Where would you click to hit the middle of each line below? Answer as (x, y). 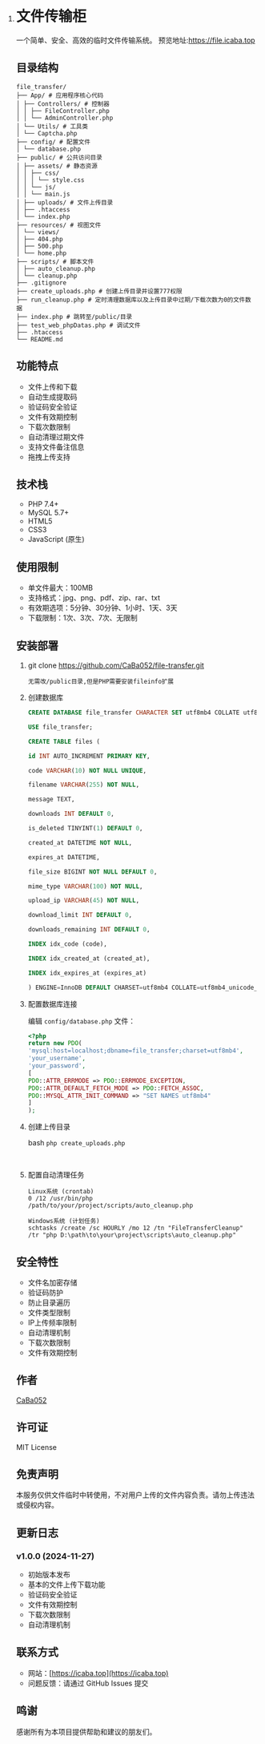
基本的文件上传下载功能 (66, 1585)
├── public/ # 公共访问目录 (59, 157)
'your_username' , (57, 1059)
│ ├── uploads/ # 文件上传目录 (64, 202)
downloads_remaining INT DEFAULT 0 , (89, 930)
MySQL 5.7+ (48, 513)
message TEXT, (51, 799)
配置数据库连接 (52, 1003)
